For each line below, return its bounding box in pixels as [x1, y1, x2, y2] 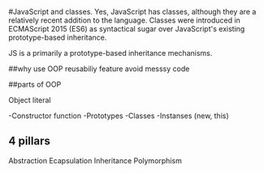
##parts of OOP [8, 80, 62, 89]
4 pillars [8, 134, 50, 148]
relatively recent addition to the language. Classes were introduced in [8, 15, 241, 25]
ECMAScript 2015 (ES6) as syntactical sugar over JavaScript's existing [8, 24, 245, 33]
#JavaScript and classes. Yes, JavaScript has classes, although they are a [8, 7, 257, 16]
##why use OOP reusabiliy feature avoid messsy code [8, 64, 190, 74]
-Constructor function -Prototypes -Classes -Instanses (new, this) [8, 111, 229, 120]
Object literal [8, 95, 51, 104]
